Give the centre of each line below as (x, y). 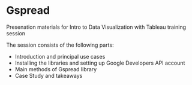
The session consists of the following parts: (60, 45)
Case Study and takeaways (49, 75)
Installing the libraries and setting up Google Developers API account (100, 63)
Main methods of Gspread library (56, 69)
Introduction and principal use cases (60, 56)
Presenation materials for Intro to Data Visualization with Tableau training (96, 27)
